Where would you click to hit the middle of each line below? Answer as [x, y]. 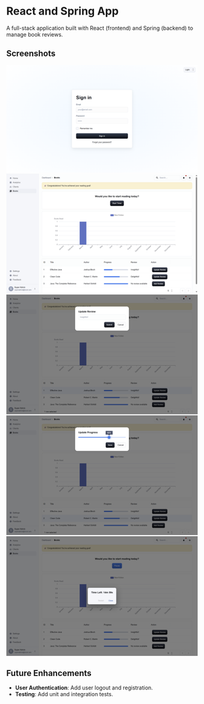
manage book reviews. [35, 34]
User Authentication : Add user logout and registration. [84, 688]
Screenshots [31, 54]
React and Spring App [63, 11]
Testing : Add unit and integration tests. [64, 694]
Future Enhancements [49, 673]
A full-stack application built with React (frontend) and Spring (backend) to [100, 28]
